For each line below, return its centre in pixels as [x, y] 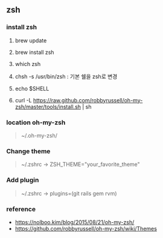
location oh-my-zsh [36, 122]
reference [21, 209]
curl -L [23, 100]
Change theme [28, 151]
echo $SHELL [32, 88]
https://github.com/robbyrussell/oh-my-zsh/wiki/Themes [86, 228]
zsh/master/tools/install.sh [48, 107]
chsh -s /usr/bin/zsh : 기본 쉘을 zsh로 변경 [66, 76]
